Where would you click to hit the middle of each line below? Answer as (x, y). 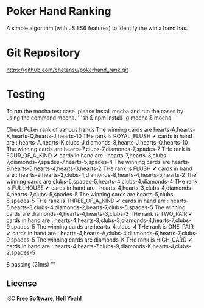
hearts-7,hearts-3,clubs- (138, 155)
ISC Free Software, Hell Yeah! (44, 298)
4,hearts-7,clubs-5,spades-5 (42, 194)
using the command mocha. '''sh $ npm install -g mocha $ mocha (89, 118)
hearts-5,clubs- (156, 194)
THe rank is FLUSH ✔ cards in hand (148, 168)
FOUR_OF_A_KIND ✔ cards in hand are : (56, 155)
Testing (26, 94)
